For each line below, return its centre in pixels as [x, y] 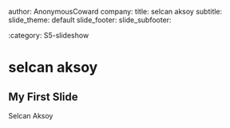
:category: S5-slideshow [49, 35]
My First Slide [43, 97]
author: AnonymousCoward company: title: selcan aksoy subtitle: [115, 12]
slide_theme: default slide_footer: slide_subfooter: [90, 20]
